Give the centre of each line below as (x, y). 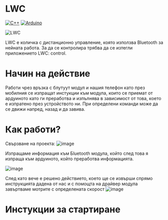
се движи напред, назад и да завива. (45, 109)
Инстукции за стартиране (63, 209)
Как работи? (33, 130)
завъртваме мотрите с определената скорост (55, 189)
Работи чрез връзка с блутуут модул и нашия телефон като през (75, 87)
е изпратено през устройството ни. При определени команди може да (82, 104)
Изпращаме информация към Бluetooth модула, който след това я (77, 153)
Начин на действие (48, 74)
